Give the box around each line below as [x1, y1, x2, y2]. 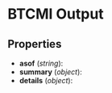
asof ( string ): [19, 58, 64, 68]
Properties [7, 37, 62, 51]
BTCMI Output [7, 5, 104, 23]
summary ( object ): [19, 67, 82, 77]
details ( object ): [19, 76, 73, 85]
